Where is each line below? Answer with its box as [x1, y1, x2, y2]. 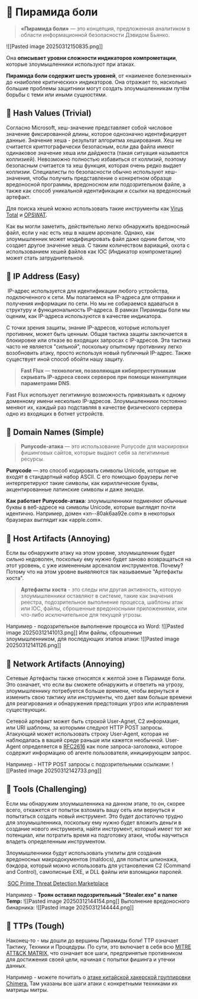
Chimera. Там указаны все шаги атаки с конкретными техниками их [6, 979, 178, 987]
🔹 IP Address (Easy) [6, 271, 80, 281]
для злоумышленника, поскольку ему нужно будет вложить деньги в [6, 819, 181, 826]
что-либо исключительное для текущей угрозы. [20, 611, 142, 619]
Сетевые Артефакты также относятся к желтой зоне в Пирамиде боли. [6, 675, 186, 681]
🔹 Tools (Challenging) [6, 784, 87, 794]
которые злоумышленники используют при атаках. [6, 61, 136, 68]
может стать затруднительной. [6, 254, 85, 261]
